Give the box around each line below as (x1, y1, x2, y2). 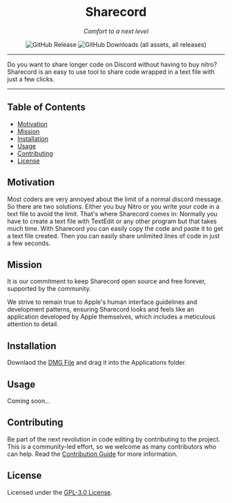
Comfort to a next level (83, 27, 149, 35)
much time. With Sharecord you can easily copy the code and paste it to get (7, 224, 223, 232)
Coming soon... (7, 397, 50, 405)
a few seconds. (7, 239, 51, 247)
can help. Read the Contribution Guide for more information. (7, 450, 178, 458)
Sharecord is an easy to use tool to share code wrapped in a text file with (7, 67, 215, 76)
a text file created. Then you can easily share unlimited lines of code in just (7, 231, 220, 240)
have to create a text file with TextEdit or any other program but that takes (7, 217, 217, 225)
